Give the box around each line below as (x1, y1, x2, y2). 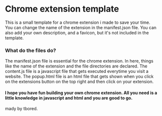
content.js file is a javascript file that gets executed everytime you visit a (5, 68, 149, 74)
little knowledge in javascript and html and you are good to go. (5, 95, 133, 100)
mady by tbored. (5, 106, 38, 112)
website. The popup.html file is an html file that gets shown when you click (5, 74, 154, 80)
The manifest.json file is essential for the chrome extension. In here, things (5, 58, 154, 64)
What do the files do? (5, 47, 57, 54)
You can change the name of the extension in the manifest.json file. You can (5, 24, 157, 30)
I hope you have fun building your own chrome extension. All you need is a (5, 90, 158, 96)
